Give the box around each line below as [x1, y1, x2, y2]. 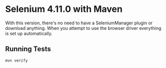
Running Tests [5, 45, 51, 53]
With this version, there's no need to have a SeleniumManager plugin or [5, 20, 153, 26]
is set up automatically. [5, 30, 52, 36]
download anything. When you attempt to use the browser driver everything [5, 25, 161, 31]
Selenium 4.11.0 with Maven [5, 3, 122, 15]
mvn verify [5, 58, 28, 63]
